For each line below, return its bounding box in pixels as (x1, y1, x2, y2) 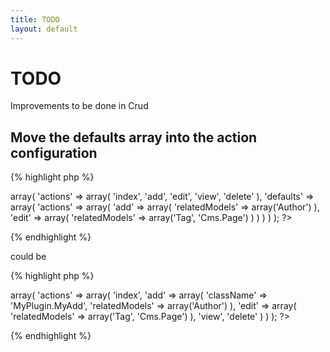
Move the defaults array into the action (10, 129, 258, 146)
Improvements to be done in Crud (10, 100, 149, 112)
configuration (10, 144, 98, 161)
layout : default (10, 24, 78, 34)
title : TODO (10, 14, 60, 25)
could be (10, 251, 47, 263)
